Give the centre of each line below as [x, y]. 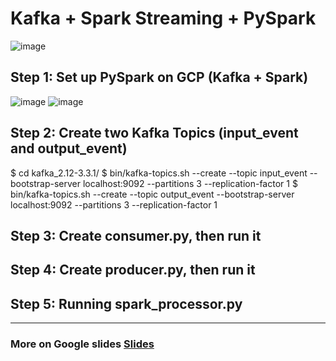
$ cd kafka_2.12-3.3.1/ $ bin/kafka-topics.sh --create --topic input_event [159, 173]
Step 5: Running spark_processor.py [126, 303]
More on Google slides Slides [82, 344]
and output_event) [69, 148]
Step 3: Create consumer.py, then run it [136, 235]
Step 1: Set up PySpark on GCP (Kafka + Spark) [159, 77]
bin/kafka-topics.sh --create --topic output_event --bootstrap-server [152, 194]
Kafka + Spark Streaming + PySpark [163, 18]
